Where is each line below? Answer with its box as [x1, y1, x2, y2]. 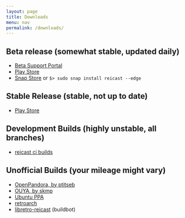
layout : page [6, 8, 38, 15]
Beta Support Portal [14, 62, 63, 69]
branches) [6, 133, 45, 143]
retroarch [14, 199, 37, 206]
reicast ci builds [14, 148, 53, 155]
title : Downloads [6, 14, 49, 20]
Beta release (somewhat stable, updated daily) [6, 46, 180, 56]
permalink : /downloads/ [6, 25, 64, 31]
